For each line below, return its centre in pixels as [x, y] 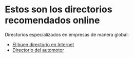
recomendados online [52, 20]
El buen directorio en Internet [43, 44]
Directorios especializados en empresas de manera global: [67, 34]
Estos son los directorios [59, 9]
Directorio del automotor [38, 50]
